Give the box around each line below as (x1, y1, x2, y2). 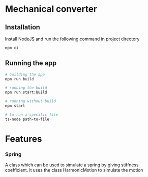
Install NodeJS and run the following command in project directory (5, 36, 140, 42)
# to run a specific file (5, 112, 58, 117)
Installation (5, 23, 40, 31)
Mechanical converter (5, 3, 97, 15)
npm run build (5, 76, 34, 81)
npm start (5, 103, 26, 108)
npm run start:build (5, 90, 48, 95)
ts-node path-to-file (5, 117, 50, 122)
